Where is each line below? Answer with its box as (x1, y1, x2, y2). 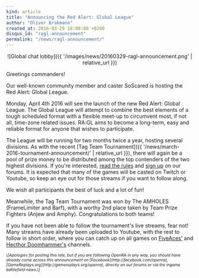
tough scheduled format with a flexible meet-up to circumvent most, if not (6, 113, 187, 120)
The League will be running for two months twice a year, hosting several (6, 137, 183, 143)
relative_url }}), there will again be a (95, 149, 182, 157)
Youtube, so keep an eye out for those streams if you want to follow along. (6, 175, 188, 182)
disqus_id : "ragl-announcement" (6, 31, 86, 37)
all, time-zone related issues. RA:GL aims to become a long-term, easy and (6, 119, 189, 126)
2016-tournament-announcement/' (6, 149, 91, 157)
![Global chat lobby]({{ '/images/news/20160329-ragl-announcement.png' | (7, 53, 192, 60)
